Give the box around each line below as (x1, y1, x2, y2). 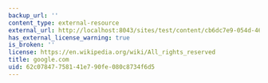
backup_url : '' (8, 11, 59, 20)
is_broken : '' (8, 41, 56, 49)
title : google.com (8, 56, 69, 64)
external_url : (8, 26, 56, 34)
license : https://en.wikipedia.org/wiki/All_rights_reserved (8, 48, 216, 56)
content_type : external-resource (8, 19, 120, 27)
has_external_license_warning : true (8, 33, 130, 42)
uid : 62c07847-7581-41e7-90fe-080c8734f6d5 (8, 63, 156, 71)
